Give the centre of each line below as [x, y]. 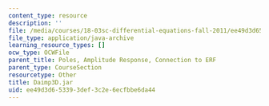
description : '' [35, 23]
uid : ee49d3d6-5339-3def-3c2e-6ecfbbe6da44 [82, 90]
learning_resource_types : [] [57, 45]
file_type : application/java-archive [71, 38]
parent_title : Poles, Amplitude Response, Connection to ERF [112, 61]
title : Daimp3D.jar [41, 82]
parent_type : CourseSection [55, 68]
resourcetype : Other [43, 75]
